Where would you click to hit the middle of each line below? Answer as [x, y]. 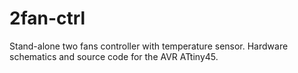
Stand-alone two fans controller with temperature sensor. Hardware [149, 46]
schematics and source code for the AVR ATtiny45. [114, 56]
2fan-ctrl [47, 18]
